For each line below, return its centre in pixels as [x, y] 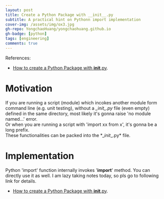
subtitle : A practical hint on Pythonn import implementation [73, 19]
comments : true [22, 43]
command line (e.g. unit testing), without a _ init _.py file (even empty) [78, 108]
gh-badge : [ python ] [26, 34]
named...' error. [21, 119]
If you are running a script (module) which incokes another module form [81, 102]
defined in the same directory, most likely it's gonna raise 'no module [78, 114]
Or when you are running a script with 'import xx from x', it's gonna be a [81, 124]
